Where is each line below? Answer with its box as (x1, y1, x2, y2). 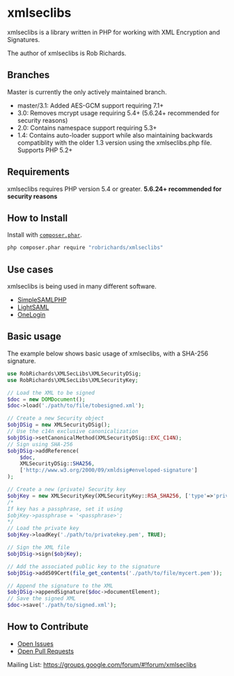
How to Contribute (7, 621, 89, 633)
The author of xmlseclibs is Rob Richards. (7, 49, 127, 57)
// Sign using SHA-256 (7, 441, 73, 448)
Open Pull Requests (17, 647, 75, 655)
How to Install (7, 212, 68, 224)
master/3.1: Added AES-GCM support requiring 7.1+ (17, 101, 164, 110)
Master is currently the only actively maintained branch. (7, 87, 167, 96)
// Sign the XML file (7, 544, 70, 551)
